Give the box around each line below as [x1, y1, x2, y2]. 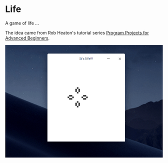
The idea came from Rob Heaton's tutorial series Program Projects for [5, 29, 149, 35]
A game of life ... [5, 20, 39, 26]
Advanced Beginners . [5, 35, 50, 41]
